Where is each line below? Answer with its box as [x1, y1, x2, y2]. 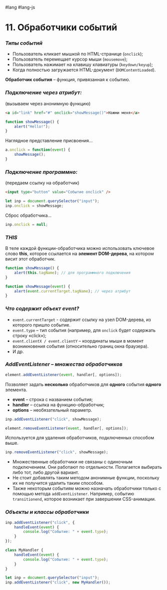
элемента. [5, 387, 27, 393]
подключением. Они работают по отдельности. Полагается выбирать [12, 464, 162, 470]
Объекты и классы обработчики [5, 508, 89, 515]
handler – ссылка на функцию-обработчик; [12, 402, 105, 408]
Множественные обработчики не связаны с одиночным [12, 459, 132, 465]
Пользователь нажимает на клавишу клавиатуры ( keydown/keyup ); [12, 62, 153, 68]
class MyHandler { [5, 548, 43, 553]
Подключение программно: [5, 168, 77, 175]
